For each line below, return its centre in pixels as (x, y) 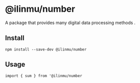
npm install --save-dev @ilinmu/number (46, 49)
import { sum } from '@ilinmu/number (44, 76)
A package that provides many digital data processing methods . (70, 23)
